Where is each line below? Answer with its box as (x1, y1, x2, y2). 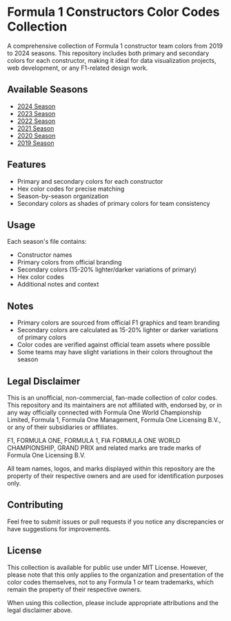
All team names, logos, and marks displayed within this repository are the (7, 464, 215, 472)
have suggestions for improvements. (7, 524, 112, 533)
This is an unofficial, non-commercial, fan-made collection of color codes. (7, 394, 218, 401)
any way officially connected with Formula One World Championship (7, 408, 202, 417)
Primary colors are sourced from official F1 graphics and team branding (17, 318, 220, 327)
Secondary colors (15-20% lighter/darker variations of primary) (17, 265, 197, 274)
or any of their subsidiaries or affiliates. (7, 423, 119, 431)
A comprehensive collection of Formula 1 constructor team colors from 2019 (7, 41, 223, 50)
